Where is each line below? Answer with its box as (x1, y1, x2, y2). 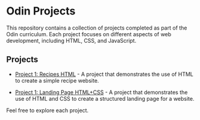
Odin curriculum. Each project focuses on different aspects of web (6, 30, 172, 37)
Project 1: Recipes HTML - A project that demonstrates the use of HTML (14, 71, 194, 78)
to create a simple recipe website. (14, 77, 99, 84)
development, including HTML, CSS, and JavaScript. (6, 37, 137, 44)
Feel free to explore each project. (6, 107, 89, 114)
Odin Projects (6, 4, 76, 18)
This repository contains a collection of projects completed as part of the (6, 24, 188, 31)
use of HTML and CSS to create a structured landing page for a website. (14, 95, 195, 102)
